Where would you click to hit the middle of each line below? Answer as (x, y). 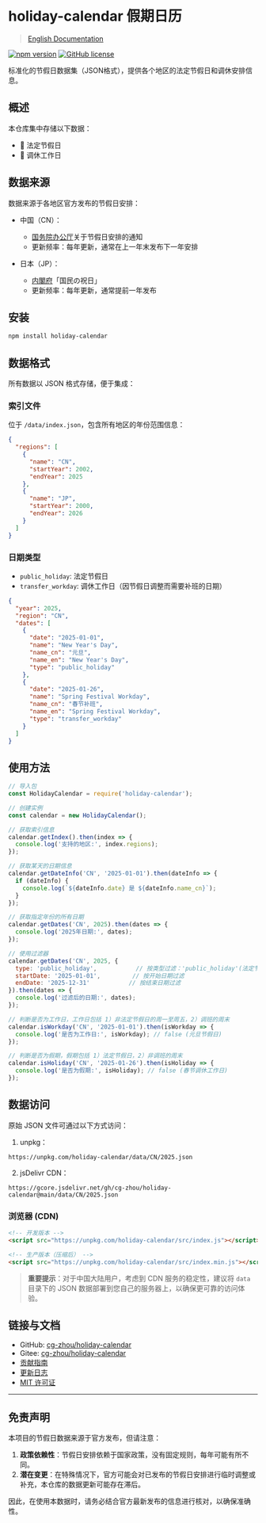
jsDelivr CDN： (44, 1173)
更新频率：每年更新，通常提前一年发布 (94, 290)
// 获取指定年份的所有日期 (46, 917)
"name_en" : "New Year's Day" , (79, 660)
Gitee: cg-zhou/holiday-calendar (73, 1353)
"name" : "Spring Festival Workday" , (89, 697)
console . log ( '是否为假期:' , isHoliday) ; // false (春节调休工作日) (122, 1071)
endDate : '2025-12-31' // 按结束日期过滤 (98, 983)
